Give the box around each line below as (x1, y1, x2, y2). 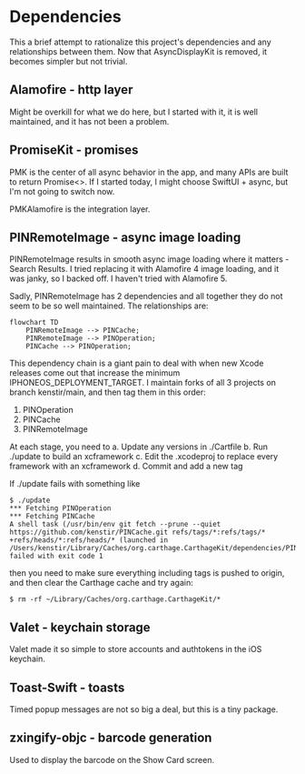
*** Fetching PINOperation (9, 504, 112, 513)
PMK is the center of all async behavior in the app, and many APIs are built (9, 166, 289, 177)
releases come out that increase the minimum (9, 367, 181, 378)
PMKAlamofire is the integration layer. (9, 203, 151, 215)
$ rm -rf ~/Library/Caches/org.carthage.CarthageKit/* (9, 595, 221, 604)
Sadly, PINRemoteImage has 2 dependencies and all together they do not (9, 291, 283, 302)
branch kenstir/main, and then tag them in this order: (9, 387, 206, 397)
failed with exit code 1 (9, 552, 103, 561)
